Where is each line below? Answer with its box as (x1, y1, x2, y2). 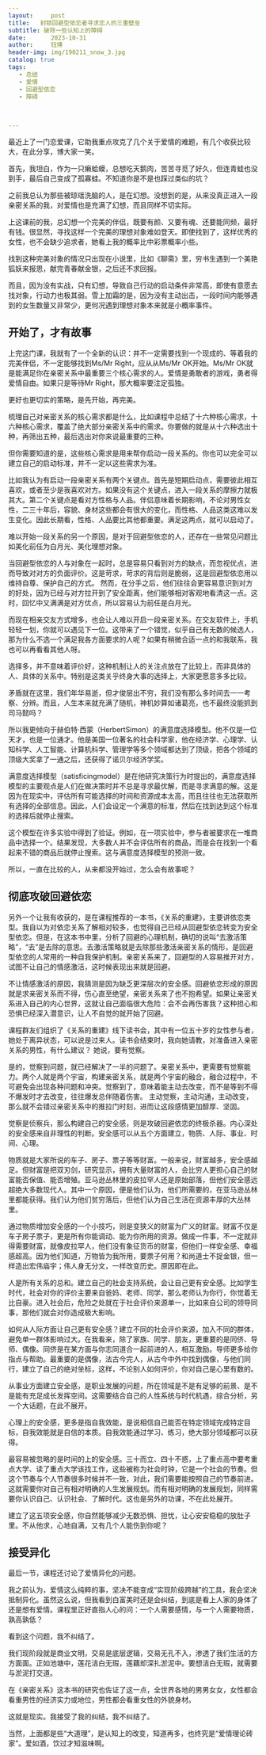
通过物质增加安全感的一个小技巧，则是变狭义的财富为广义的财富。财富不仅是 (8, 1221, 258, 1230)
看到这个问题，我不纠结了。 (8, 1631, 99, 1641)
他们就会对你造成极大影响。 (28, 1307, 120, 1317)
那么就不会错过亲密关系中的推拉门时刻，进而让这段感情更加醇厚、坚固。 (8, 1101, 244, 1111)
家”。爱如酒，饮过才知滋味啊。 (8, 1738, 109, 1748)
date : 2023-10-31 (8, 33, 87, 42)
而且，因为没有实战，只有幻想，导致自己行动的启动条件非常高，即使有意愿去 (8, 280, 258, 290)
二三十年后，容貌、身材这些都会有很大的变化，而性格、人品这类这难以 (21, 505, 251, 514)
